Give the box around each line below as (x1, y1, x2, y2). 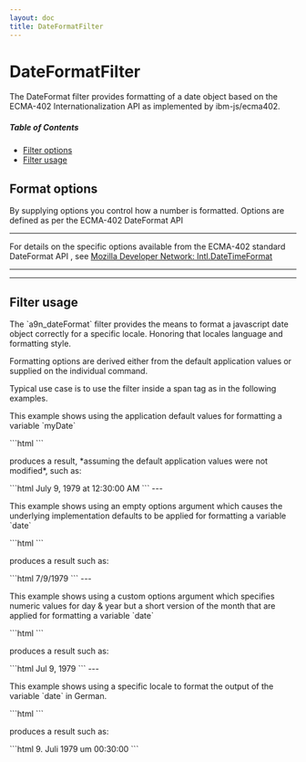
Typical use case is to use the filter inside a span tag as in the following (9, 383, 277, 394)
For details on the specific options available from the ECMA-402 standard (9, 241, 286, 252)
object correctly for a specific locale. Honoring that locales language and (9, 329, 284, 339)
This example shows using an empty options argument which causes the (9, 501, 283, 512)
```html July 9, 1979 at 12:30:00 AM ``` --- (9, 483, 164, 494)
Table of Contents (9, 122, 79, 133)
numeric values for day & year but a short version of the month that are (9, 600, 276, 611)
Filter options (22, 145, 73, 156)
